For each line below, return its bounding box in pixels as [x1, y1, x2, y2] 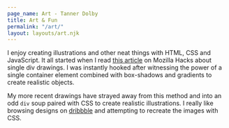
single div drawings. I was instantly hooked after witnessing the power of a [7, 63, 222, 72]
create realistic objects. [7, 78, 75, 87]
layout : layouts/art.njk [7, 29, 80, 37]
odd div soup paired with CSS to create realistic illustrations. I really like [7, 99, 214, 108]
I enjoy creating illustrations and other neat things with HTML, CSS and [7, 49, 212, 57]
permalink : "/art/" [7, 23, 64, 30]
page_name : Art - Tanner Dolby [7, 10, 98, 17]
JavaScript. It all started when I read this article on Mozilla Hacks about [7, 56, 212, 65]
